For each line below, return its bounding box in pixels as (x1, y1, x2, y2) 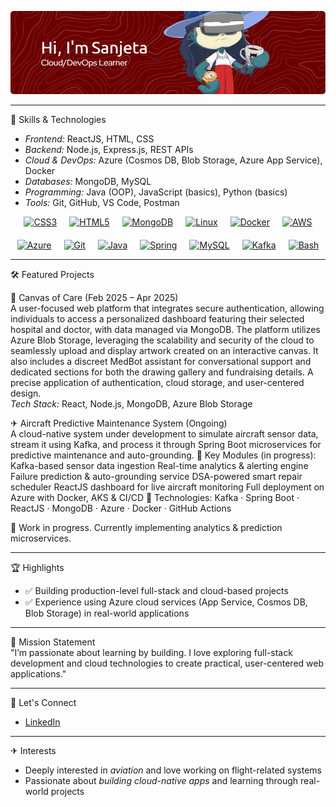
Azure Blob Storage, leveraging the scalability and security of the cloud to (10, 334, 315, 346)
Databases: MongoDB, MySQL (24, 176, 152, 188)
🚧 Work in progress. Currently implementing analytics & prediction (10, 522, 283, 534)
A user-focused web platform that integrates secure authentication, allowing (10, 302, 325, 315)
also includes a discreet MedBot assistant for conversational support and (10, 356, 312, 368)
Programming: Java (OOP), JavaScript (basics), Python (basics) (24, 186, 288, 198)
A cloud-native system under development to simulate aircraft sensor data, (10, 428, 319, 440)
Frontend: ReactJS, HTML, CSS (24, 133, 155, 145)
